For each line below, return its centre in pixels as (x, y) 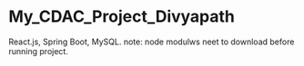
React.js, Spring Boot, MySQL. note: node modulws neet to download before (152, 42)
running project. (39, 51)
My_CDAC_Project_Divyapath (122, 17)
